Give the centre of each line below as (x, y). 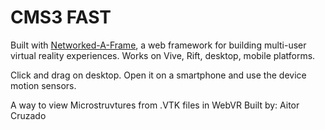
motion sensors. (43, 85)
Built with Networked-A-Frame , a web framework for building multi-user (158, 45)
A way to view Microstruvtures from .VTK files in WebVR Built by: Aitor (155, 105)
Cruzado (28, 115)
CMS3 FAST (61, 17)
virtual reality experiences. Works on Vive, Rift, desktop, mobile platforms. (163, 55)
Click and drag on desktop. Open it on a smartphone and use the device (158, 75)
